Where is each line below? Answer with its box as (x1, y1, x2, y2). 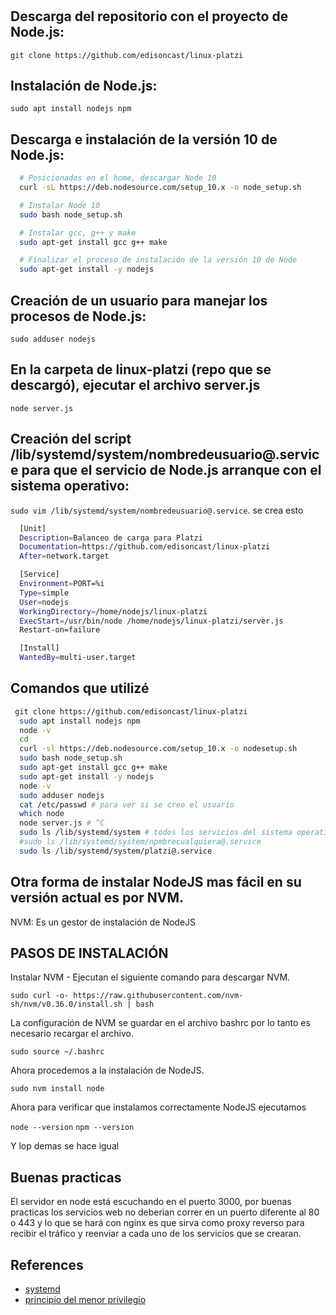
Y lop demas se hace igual (10, 1140, 120, 1152)
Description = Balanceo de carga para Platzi (19, 533, 203, 543)
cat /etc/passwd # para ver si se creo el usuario (19, 799, 235, 810)
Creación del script (10, 431, 132, 448)
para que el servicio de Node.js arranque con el (21, 462, 322, 479)
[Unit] (19, 523, 47, 533)
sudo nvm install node (10, 1084, 105, 1094)
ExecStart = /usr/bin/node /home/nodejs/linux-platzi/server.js (19, 616, 284, 626)
